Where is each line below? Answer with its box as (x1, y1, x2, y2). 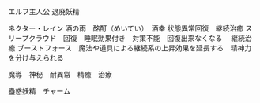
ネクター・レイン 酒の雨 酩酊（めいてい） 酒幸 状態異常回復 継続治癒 (8, 24, 243, 33)
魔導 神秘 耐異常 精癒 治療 (8, 70, 112, 79)
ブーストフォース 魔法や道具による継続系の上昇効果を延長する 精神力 (17, 43, 252, 53)
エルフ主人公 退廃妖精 (8, 7, 80, 16)
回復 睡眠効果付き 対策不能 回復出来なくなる (62, 34, 223, 42)
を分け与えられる (8, 53, 64, 62)
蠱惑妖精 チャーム (8, 86, 71, 96)
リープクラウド (8, 34, 57, 42)
